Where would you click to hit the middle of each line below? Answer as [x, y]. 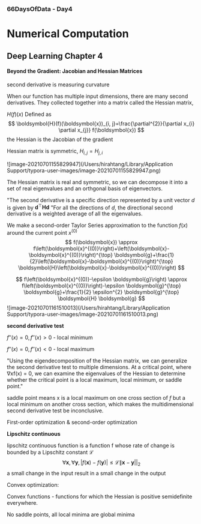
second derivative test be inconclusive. [55, 411]
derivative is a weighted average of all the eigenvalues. [75, 214]
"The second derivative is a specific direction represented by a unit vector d [101, 200]
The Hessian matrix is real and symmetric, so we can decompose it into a [97, 182]
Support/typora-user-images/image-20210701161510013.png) [82, 314]
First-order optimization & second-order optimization [72, 422]
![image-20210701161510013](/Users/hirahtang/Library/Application [88, 307]
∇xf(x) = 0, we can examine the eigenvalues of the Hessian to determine [96, 373]
